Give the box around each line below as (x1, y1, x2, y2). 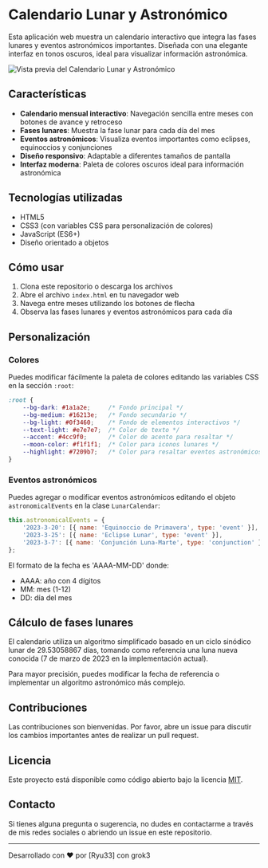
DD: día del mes (19, 592, 73, 603)
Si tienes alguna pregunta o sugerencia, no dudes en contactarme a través (8, 819, 254, 828)
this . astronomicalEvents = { (8, 516, 105, 524)
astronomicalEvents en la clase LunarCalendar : (8, 501, 161, 511)
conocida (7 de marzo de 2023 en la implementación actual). (8, 654, 209, 663)
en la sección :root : (8, 381, 74, 391)
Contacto (8, 798, 56, 811)
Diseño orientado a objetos (19, 238, 109, 247)
